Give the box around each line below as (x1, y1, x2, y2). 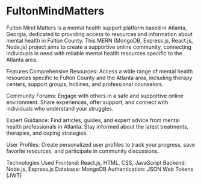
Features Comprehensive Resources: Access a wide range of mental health (6, 67, 193, 75)
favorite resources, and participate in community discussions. (6, 147, 159, 155)
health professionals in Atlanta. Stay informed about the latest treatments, (6, 123, 189, 130)
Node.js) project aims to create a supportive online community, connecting (6, 43, 191, 51)
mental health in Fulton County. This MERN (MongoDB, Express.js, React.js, (6, 37, 193, 44)
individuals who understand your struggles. (6, 105, 114, 112)
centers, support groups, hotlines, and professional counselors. (6, 80, 164, 88)
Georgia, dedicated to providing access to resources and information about (6, 30, 193, 37)
